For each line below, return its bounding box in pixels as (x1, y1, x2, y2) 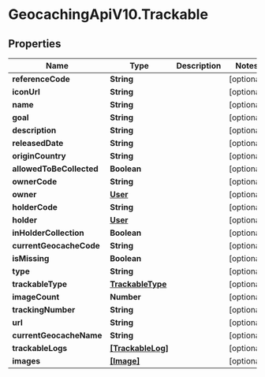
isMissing (12, 253, 50, 263)
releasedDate (12, 138, 64, 148)
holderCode (12, 202, 58, 212)
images (12, 356, 41, 366)
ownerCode (12, 176, 58, 187)
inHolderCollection (12, 227, 84, 238)
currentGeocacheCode (12, 241, 100, 251)
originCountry (12, 151, 66, 161)
